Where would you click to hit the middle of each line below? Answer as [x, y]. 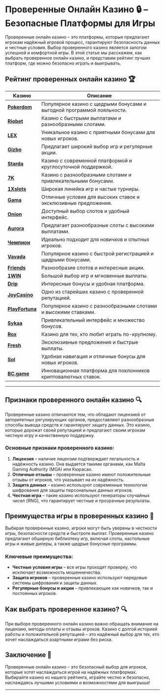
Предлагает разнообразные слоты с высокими [98, 225]
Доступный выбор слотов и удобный [85, 211]
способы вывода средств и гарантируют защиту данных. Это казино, [78, 425]
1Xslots [17, 189]
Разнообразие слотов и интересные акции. [93, 267]
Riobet [15, 121]
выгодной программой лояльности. [84, 110]
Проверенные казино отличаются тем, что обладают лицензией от [75, 414]
